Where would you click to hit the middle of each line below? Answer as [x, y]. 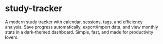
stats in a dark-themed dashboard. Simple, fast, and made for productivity [79, 32]
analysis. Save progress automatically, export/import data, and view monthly [81, 27]
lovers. [12, 37]
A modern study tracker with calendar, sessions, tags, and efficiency [74, 22]
